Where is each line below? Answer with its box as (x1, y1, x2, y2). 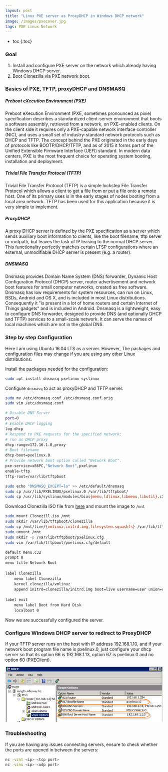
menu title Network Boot (5, 560, 57, 565)
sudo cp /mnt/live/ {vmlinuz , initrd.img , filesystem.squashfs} (5, 524, 135, 529)
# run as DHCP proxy (5, 437, 48, 442)
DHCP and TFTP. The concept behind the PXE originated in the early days (5, 137, 157, 143)
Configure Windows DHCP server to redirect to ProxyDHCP (5, 630, 151, 637)
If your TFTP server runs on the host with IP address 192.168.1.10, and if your (5, 641, 162, 647)
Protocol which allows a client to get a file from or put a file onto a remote (5, 188, 156, 194)
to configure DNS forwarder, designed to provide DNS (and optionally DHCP (5, 311, 162, 317)
